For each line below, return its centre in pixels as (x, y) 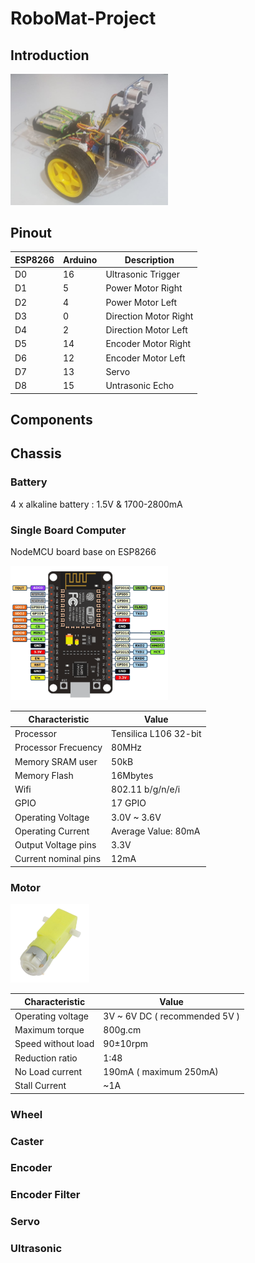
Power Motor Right (144, 288)
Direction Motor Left (146, 330)
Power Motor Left (141, 302)
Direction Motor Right (149, 316)
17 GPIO (129, 803)
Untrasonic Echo (140, 386)
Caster (27, 1141)
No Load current (48, 1071)
